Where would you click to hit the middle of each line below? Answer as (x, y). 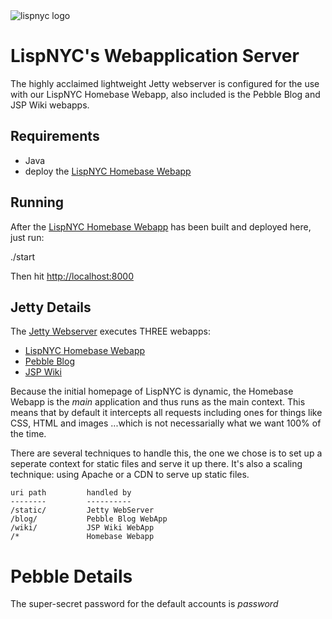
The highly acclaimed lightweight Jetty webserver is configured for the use (165, 83)
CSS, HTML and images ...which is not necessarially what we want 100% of (166, 423)
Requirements (55, 136)
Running (37, 202)
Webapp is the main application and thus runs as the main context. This (158, 402)
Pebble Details (71, 576)
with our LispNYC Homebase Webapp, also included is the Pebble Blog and (165, 94)
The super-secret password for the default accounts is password (144, 604)
